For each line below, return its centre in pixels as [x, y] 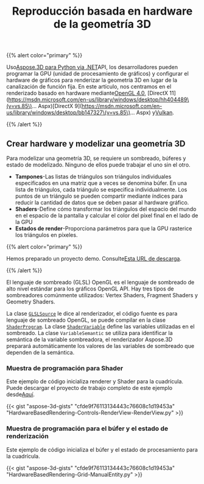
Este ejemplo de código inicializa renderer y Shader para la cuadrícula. [95, 381]
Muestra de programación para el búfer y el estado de [87, 428]
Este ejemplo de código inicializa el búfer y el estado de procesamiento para [102, 449]
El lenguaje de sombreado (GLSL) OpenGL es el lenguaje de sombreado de [100, 282]
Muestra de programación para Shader [65, 368]
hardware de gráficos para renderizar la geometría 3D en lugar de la [92, 80]
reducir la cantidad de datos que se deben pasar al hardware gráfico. [102, 202]
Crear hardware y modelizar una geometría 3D [96, 144]
